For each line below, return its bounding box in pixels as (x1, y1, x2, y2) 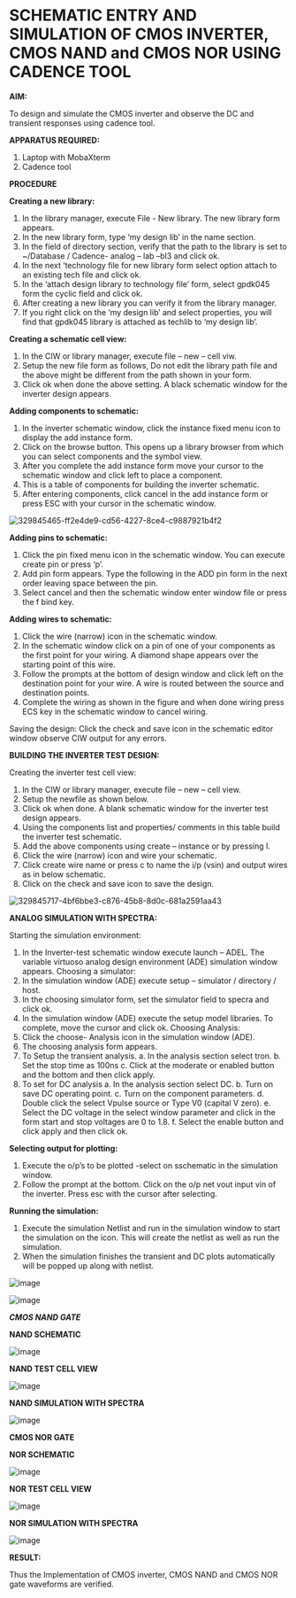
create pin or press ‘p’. (21, 559, 103, 570)
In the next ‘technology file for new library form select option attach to (21, 260, 277, 270)
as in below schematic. (21, 869, 106, 880)
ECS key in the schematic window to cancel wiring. (21, 706, 209, 717)
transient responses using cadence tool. (9, 117, 156, 128)
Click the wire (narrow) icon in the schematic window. (21, 631, 218, 641)
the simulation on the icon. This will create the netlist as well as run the (21, 1232, 280, 1243)
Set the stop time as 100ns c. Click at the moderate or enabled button (21, 1059, 275, 1070)
